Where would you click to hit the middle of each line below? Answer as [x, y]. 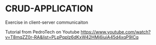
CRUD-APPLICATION [49, 9]
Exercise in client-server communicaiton [47, 22]
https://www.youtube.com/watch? [116, 32]
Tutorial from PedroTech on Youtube [42, 32]
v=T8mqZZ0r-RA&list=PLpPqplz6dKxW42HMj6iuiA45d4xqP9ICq [72, 37]
